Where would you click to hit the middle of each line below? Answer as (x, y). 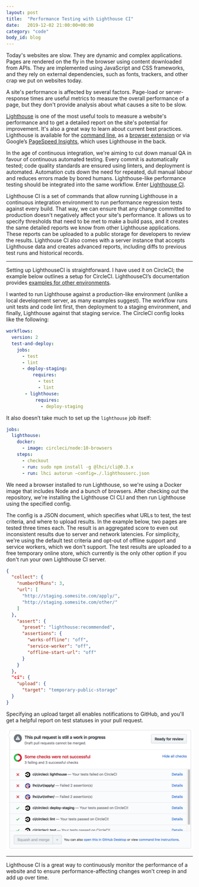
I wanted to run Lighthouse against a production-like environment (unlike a (97, 294)
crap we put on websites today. (44, 81)
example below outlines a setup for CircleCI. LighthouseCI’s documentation (98, 276)
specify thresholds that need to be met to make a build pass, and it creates (97, 221)
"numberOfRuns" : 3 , (41, 584)
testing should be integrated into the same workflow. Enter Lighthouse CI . (96, 185)
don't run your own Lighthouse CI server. (56, 559)
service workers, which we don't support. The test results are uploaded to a (99, 546)
